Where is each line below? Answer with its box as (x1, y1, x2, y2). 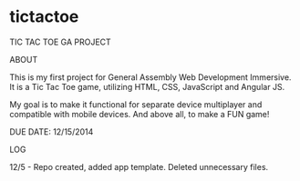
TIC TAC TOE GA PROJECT (9, 36, 111, 47)
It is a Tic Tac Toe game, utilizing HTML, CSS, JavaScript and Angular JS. (9, 81, 285, 92)
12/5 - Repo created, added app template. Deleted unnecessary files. (9, 161, 269, 172)
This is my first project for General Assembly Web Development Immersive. (9, 71, 292, 83)
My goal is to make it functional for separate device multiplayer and (9, 98, 263, 110)
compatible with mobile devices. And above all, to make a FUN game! (9, 108, 270, 119)
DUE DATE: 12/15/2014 (9, 126, 94, 137)
